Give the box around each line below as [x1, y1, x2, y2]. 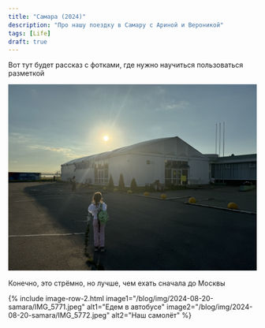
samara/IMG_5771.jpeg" [8, 302, 85, 311]
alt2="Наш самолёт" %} [111, 311, 192, 320]
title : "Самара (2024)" [8, 13, 87, 20]
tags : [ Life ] [8, 29, 51, 37]
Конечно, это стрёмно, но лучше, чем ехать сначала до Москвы [8, 278, 226, 288]
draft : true [8, 38, 47, 46]
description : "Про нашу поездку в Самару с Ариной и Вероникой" [8, 20, 224, 29]
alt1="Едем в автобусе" [86, 302, 166, 311]
